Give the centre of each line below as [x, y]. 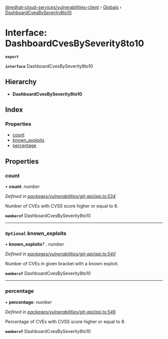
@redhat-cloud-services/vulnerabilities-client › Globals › [63, 7]
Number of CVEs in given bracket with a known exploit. [62, 264]
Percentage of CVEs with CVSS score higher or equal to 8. [65, 321]
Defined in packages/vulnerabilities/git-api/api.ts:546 [60, 312]
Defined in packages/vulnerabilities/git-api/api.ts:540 [60, 254]
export [12, 57]
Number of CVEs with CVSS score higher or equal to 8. [62, 206]
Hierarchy [21, 82]
